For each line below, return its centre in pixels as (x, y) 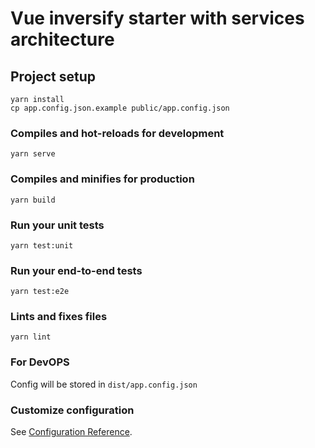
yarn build (33, 200)
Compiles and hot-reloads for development (117, 133)
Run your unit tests (57, 225)
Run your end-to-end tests (76, 270)
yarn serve (33, 154)
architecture (62, 39)
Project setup (53, 76)
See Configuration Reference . (71, 432)
